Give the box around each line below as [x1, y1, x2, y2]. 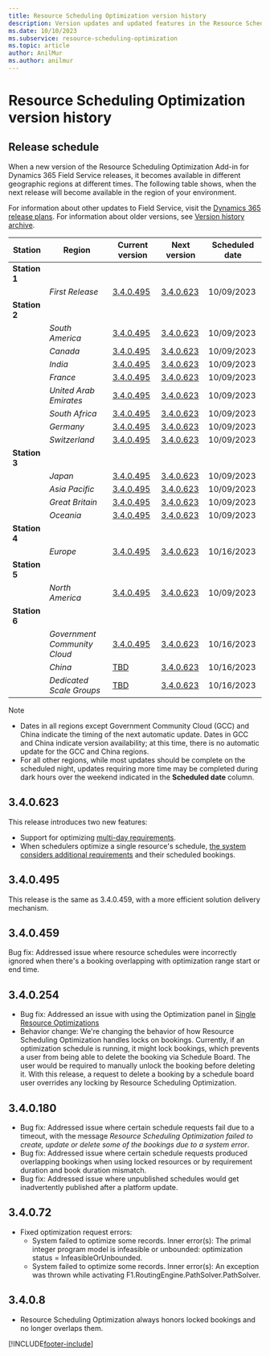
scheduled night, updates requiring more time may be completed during [19, 763, 259, 773]
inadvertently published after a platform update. [19, 1182, 178, 1192]
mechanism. [8, 903, 49, 912]
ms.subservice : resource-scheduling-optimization [8, 34, 178, 43]
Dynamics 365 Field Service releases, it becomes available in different [8, 170, 241, 180]
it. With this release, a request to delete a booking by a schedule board [19, 1069, 255, 1079]
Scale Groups [49, 684, 101, 696]
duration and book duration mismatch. [19, 1165, 147, 1175]
